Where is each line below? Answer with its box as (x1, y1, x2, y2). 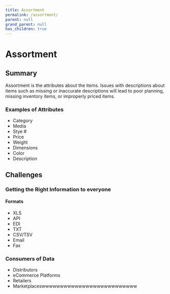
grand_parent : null (5, 21, 47, 27)
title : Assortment (5, 7, 45, 13)
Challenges (5, 170, 42, 179)
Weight (12, 139, 28, 146)
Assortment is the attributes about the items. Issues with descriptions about (5, 82, 165, 88)
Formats (5, 198, 24, 205)
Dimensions (12, 145, 38, 151)
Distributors (12, 267, 38, 273)
